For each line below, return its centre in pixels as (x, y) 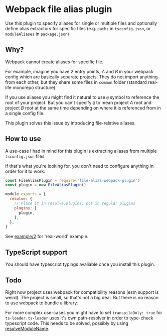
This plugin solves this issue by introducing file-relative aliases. (70, 123)
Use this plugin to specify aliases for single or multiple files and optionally (81, 23)
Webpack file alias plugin (59, 9)
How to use (23, 139)
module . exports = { (26, 194)
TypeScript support (36, 252)
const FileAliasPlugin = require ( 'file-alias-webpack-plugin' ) (73, 180)
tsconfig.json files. (26, 156)
